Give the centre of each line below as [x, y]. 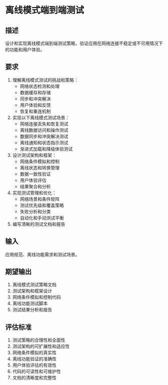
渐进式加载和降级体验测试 [46, 149]
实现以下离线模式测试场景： [41, 117]
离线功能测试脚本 [30, 303]
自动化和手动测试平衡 [42, 218]
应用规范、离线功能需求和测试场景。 [42, 254]
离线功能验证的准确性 [34, 359]
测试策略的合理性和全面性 [39, 340]
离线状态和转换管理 [40, 167]
